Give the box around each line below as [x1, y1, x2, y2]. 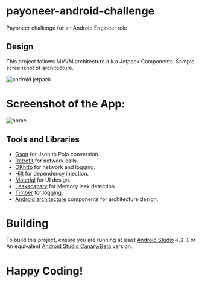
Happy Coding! [6, 264, 83, 278]
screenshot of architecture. [6, 64, 74, 71]
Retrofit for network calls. [14, 157, 78, 164]
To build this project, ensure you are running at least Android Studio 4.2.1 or [6, 237, 196, 244]
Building [6, 216, 49, 230]
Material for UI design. [14, 176, 71, 183]
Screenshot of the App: [6, 97, 125, 110]
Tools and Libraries [6, 135, 80, 145]
